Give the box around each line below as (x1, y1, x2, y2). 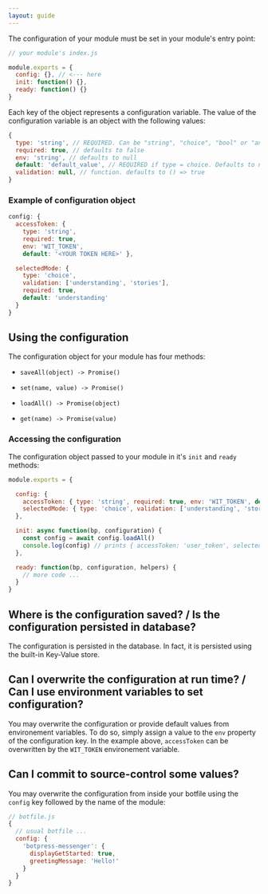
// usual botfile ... (15, 827, 88, 836)
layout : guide (8, 11, 56, 20)
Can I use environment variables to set (8, 685, 203, 699)
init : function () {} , (15, 78, 88, 86)
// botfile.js (8, 813, 56, 821)
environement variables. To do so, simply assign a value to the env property (8, 727, 257, 737)
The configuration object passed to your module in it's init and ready (8, 451, 237, 461)
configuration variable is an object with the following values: (8, 116, 206, 125)
